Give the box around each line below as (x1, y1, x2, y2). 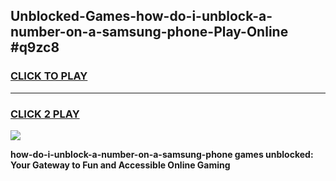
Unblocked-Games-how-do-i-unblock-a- (10, 8, 273, 25)
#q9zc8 (10, 39, 60, 56)
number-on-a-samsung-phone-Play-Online (10, 24, 289, 41)
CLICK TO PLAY (10, 69, 88, 83)
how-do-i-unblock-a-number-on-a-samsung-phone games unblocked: (10, 148, 314, 160)
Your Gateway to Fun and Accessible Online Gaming (10, 159, 231, 171)
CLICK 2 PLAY (10, 107, 80, 121)
